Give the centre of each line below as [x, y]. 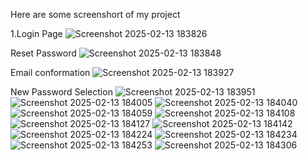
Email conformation [50, 72]
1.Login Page [36, 33]
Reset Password [43, 53]
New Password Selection [61, 92]
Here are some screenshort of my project [95, 14]
